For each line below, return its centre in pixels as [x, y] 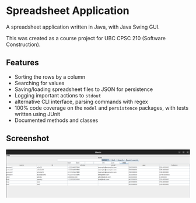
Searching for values [39, 83]
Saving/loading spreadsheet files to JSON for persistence [84, 89]
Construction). [23, 44]
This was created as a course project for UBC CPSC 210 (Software [86, 38]
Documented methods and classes [56, 120]
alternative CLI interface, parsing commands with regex [81, 101]
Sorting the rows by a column [50, 76]
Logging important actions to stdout [58, 95]
